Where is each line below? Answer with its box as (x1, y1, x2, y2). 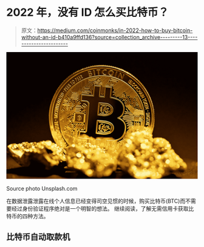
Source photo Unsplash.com (6, 185, 78, 192)
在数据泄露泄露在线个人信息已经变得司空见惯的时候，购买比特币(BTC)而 (6, 197, 186, 205)
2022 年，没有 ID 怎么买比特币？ (6, 5, 169, 19)
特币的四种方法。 (6, 212, 49, 220)
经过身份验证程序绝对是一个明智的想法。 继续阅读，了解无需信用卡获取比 (11, 205, 194, 212)
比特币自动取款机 (6, 232, 70, 242)
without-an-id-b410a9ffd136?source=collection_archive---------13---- (21, 33, 198, 41)
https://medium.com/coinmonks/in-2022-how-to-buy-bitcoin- (37, 27, 193, 34)
